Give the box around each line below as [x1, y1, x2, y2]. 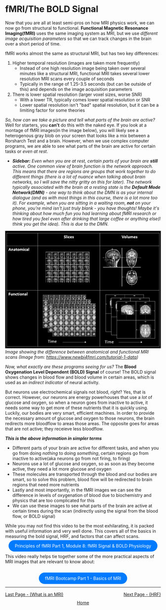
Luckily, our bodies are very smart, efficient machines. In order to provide [5, 410, 155, 416]
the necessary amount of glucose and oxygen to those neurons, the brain [5, 415, 155, 421]
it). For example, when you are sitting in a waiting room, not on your [12, 200, 151, 206]
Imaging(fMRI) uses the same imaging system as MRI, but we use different [5, 30, 158, 36]
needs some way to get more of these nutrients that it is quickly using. [5, 405, 148, 411]
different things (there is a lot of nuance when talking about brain [12, 174, 146, 179]
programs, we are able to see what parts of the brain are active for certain [5, 143, 156, 149]
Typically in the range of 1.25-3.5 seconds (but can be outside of [19, 81, 152, 87]
